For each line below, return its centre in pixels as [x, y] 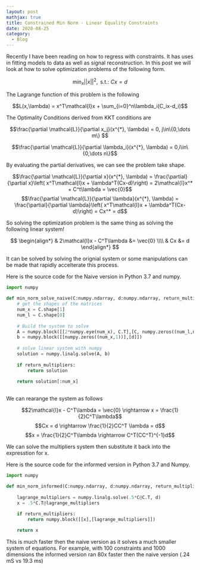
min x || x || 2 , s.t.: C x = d [100, 82]
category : [18, 34]
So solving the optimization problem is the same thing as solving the [90, 223]
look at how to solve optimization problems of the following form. [86, 69]
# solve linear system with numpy [60, 349]
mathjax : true [24, 17]
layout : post [22, 12]
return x [28, 531]
